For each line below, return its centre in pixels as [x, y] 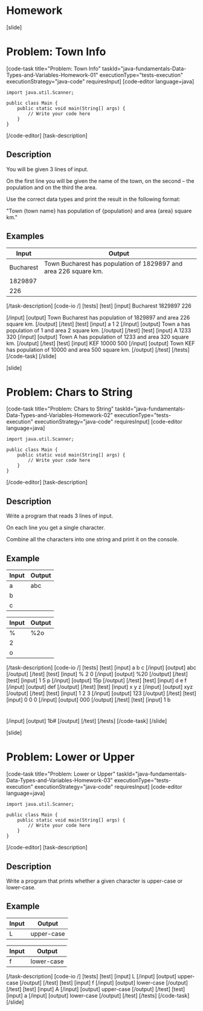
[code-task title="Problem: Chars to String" [60, 409]
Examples [25, 236]
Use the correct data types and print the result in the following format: [93, 199]
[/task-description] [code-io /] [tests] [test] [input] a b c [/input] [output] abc [101, 668]
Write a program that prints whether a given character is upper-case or [95, 881]
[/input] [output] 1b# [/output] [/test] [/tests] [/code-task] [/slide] [87, 721]
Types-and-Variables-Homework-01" [52, 75]
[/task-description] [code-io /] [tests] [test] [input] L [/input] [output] [91, 976]
